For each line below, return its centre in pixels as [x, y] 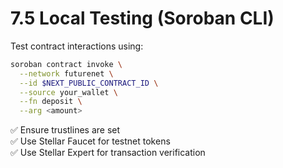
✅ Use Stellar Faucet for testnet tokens [90, 141]
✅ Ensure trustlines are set [65, 130]
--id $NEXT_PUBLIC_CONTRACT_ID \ [89, 83]
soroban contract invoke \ [66, 64]
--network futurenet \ [66, 73]
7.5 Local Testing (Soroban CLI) [142, 18]
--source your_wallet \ [68, 92]
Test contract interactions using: [77, 46]
